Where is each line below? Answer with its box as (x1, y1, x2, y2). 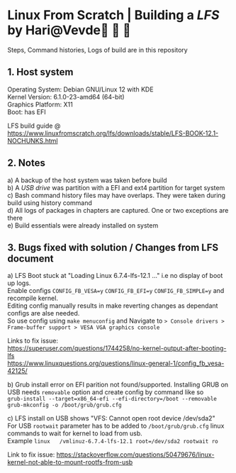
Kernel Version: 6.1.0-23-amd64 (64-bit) (7, 92, 125, 101)
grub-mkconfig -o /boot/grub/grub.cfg (7, 401, 122, 409)
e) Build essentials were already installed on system (7, 221, 159, 230)
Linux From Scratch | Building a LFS (7, 7, 220, 23)
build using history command (7, 199, 92, 207)
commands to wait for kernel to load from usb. (7, 429, 143, 438)
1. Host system (7, 66, 74, 78)
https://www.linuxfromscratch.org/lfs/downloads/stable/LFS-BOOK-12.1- (7, 128, 219, 138)
